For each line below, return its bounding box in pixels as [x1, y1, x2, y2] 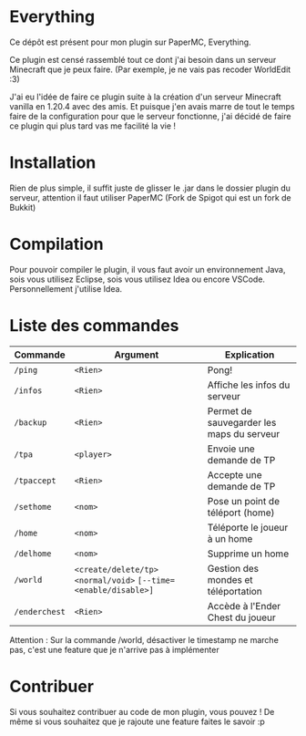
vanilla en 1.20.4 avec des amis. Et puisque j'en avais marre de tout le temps [9, 100, 295, 111]
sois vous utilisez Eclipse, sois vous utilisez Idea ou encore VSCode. [9, 274, 266, 285]
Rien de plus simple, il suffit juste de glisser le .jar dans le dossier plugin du [9, 182, 291, 193]
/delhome [14, 548, 52, 558]
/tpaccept [14, 475, 56, 485]
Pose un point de [207, 494, 280, 507]
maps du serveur [207, 427, 280, 440]
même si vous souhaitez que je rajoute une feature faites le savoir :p [9, 716, 266, 727]
